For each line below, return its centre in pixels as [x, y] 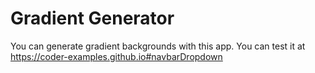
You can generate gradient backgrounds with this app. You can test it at [158, 46]
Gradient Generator [92, 18]
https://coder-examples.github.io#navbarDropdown [116, 56]
